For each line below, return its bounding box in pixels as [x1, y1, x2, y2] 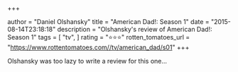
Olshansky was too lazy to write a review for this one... [7, 57, 168, 65]
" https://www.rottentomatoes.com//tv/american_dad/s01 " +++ [7, 43, 190, 52]
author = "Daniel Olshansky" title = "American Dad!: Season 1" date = [7, 18, 210, 25]
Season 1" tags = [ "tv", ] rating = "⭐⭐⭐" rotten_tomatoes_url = [7, 33, 190, 41]
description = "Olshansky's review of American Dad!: [57, 25, 212, 33]
